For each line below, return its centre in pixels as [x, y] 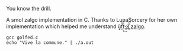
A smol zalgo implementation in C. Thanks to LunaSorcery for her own [92, 20]
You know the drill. [29, 8]
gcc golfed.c [22, 38]
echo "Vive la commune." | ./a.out [50, 43]
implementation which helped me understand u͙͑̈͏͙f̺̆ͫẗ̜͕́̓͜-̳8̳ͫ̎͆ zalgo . [76, 26]
